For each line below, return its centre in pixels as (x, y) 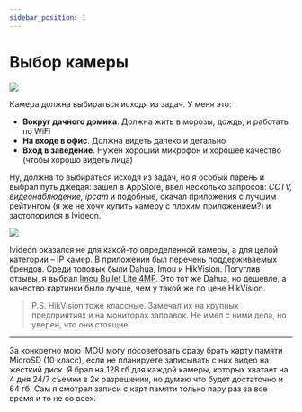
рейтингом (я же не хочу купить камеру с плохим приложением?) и (140, 206)
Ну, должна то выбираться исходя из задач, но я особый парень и (137, 177)
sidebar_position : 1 (48, 18)
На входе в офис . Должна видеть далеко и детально (124, 140)
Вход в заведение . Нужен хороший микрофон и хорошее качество (151, 150)
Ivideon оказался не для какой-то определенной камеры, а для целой (144, 249)
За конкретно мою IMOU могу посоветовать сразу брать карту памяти (146, 350)
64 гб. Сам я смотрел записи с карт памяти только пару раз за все (138, 389)
